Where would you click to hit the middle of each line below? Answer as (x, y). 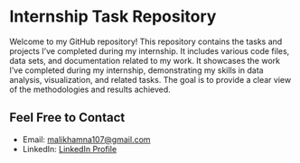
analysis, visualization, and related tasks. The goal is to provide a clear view (150, 79)
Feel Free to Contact (67, 118)
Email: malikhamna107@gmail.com (86, 139)
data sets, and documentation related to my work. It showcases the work (145, 60)
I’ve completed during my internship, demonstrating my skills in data (136, 70)
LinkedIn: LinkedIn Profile (70, 149)
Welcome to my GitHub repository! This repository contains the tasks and (146, 41)
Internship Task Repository (113, 17)
